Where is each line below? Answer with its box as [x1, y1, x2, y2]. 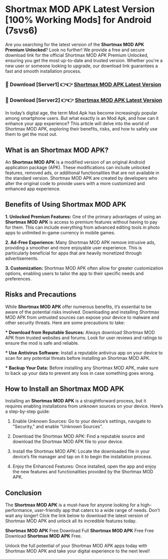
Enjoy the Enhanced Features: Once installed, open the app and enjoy [12, 463, 156, 470]
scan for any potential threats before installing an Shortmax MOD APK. [5, 355, 151, 361]
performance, [5, 507, 34, 513]
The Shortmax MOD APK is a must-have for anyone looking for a [5, 502, 139, 508]
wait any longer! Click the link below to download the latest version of [5, 513, 149, 519]
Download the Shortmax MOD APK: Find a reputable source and [12, 433, 145, 440]
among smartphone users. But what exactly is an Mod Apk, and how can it [5, 115, 159, 121]
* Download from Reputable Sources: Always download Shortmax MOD [5, 329, 155, 335]
